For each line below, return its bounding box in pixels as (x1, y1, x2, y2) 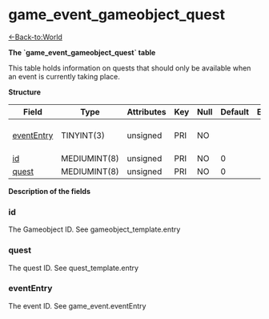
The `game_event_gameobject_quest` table (8, 47, 156, 57)
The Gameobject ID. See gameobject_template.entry (8, 224, 181, 234)
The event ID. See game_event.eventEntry (8, 301, 147, 310)
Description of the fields (8, 186, 90, 196)
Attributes (126, 106, 167, 117)
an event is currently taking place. (8, 71, 120, 81)
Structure (8, 87, 42, 97)
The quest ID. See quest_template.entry (8, 263, 139, 273)
